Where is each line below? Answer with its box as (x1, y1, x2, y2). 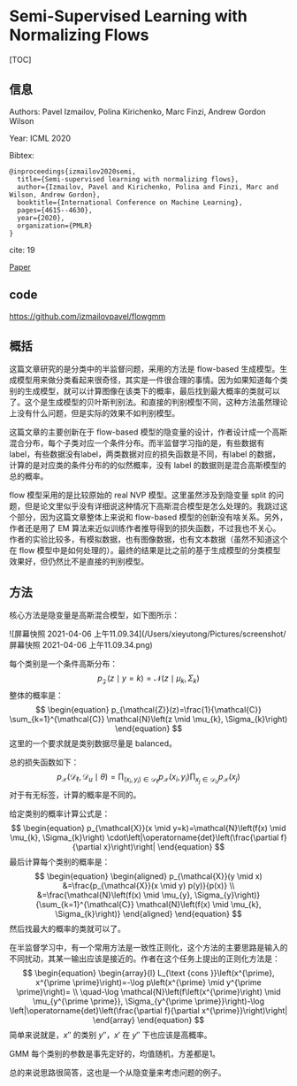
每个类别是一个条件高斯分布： (9, 659, 118, 669)
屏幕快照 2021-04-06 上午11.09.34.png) (9, 640, 153, 651)
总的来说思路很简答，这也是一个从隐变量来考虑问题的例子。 (9, 1067, 226, 1078)
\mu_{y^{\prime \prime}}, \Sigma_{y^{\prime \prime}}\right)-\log (32, 996, 265, 1006)
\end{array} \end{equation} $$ (92, 1015, 205, 1026)
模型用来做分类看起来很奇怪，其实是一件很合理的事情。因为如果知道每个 (16, 374, 280, 386)
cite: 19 (9, 244, 35, 255)
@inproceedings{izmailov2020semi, (9, 166, 137, 176)
